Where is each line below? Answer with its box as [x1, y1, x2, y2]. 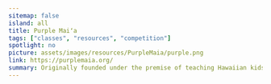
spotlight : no [8, 42, 56, 50]
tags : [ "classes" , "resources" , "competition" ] [8, 34, 172, 42]
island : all [8, 19, 48, 27]
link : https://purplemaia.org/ [8, 57, 114, 65]
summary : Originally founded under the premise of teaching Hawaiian [8, 64, 248, 72]
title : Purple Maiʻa [8, 26, 78, 34]
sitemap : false [8, 11, 60, 20]
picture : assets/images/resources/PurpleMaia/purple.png [8, 49, 204, 57]
